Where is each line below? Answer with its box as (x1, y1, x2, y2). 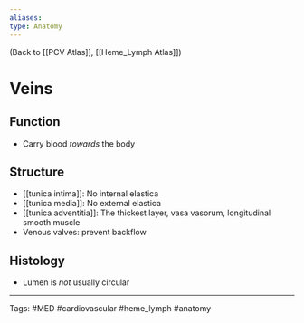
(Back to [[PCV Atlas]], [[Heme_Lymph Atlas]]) (9, 46, 183, 57)
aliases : (9, 13, 43, 23)
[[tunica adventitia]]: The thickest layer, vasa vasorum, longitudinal (22, 207, 271, 218)
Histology (9, 252, 65, 268)
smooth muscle (22, 217, 81, 228)
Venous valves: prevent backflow (22, 227, 147, 238)
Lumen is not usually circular (22, 277, 130, 288)
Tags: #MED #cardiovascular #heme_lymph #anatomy (9, 303, 212, 314)
